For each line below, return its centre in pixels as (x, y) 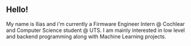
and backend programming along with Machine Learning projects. (86, 36)
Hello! (17, 10)
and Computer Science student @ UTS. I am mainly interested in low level (95, 30)
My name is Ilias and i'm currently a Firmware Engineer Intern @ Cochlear (95, 24)
